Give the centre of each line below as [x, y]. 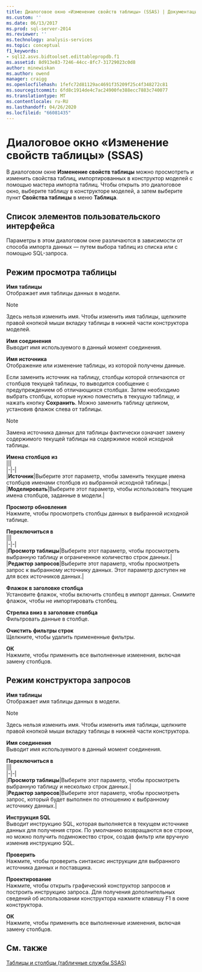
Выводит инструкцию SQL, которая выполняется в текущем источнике [97, 824]
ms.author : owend [28, 74]
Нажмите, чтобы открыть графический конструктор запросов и [88, 885]
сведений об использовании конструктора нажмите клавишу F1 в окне [98, 898]
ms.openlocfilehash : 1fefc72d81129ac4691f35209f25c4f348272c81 [87, 85]
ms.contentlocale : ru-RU [37, 101]
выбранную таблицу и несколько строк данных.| [69, 786]
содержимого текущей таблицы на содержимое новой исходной [90, 439]
